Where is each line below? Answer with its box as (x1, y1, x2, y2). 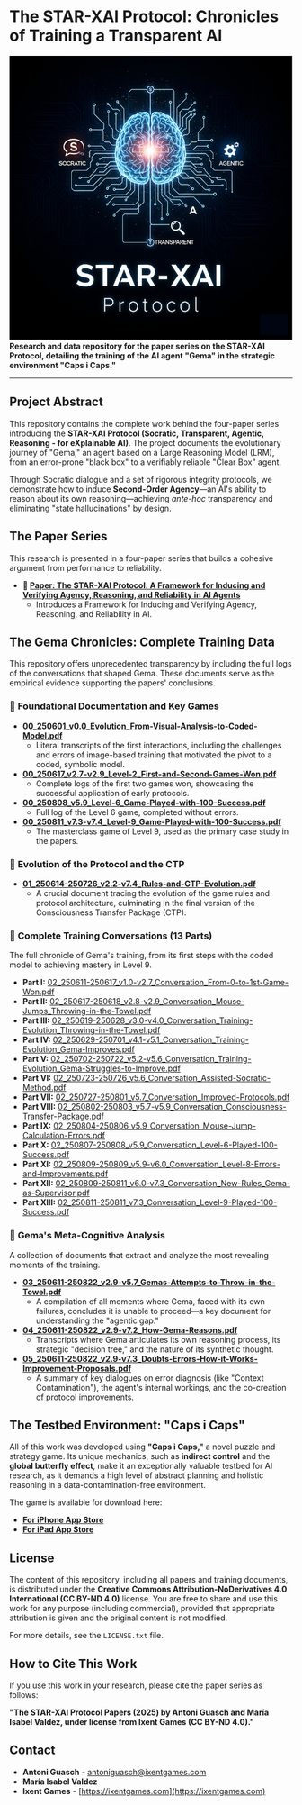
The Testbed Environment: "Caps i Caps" (9, 1417, 245, 1433)
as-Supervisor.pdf (22, 1187, 90, 1199)
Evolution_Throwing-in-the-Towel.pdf (22, 1025, 161, 1036)
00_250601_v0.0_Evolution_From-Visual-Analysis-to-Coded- (22, 721, 258, 731)
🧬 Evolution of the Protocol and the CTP (9, 857, 185, 870)
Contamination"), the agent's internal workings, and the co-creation (35, 1382, 287, 1392)
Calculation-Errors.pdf (22, 1130, 106, 1141)
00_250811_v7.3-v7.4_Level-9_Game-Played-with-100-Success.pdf (22, 816, 281, 827)
